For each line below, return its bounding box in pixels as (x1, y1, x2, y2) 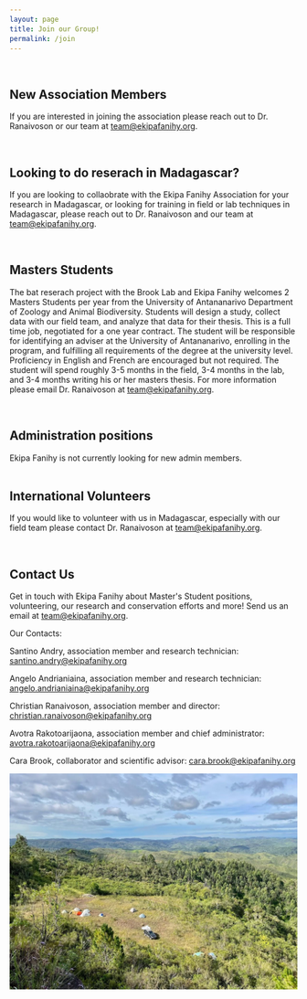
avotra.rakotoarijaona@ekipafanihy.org (9, 738, 155, 749)
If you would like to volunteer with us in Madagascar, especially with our (9, 513, 281, 524)
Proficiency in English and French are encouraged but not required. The (9, 355, 280, 366)
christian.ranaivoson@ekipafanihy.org (9, 710, 153, 721)
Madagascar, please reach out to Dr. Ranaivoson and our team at (9, 208, 254, 219)
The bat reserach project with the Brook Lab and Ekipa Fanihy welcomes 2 (9, 286, 290, 297)
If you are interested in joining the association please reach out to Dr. (9, 111, 269, 122)
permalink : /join (9, 34, 76, 43)
